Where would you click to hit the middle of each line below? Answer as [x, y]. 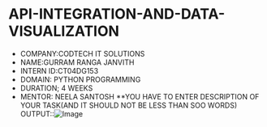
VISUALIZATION [64, 31]
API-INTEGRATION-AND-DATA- [117, 14]
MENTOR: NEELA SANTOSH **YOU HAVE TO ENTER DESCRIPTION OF [140, 96]
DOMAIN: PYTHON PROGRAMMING [80, 79]
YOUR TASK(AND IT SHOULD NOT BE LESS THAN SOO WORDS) [129, 105]
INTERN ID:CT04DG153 [59, 70]
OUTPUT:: [37, 113]
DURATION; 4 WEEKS [56, 88]
